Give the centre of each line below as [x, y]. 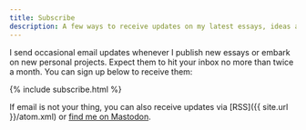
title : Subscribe [42, 18]
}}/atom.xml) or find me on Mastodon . [81, 116]
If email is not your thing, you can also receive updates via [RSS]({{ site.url [149, 106]
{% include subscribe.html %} [66, 89]
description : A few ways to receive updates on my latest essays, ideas [150, 26]
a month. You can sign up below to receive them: [101, 71]
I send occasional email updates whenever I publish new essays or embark [150, 52]
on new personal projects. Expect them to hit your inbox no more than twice [152, 62]
